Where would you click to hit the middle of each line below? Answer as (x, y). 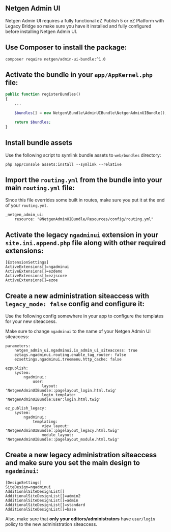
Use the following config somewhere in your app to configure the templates (84, 316)
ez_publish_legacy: (26, 408)
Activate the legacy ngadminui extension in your (82, 235)
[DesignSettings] (24, 483)
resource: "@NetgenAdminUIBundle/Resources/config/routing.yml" (84, 219)
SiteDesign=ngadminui (28, 487)
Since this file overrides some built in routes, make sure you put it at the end (85, 200)
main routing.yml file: (40, 188)
